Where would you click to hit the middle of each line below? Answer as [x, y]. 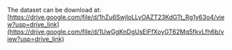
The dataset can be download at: [54, 10]
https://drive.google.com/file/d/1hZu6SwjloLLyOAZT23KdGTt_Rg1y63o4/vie [117, 17]
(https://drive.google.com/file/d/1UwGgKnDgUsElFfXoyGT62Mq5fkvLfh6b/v [116, 32]
